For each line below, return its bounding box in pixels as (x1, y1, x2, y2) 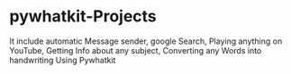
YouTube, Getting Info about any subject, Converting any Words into (9, 45, 262, 55)
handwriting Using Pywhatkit (9, 54, 116, 65)
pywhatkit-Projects (9, 6, 158, 27)
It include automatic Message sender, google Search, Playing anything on (9, 36, 283, 46)
